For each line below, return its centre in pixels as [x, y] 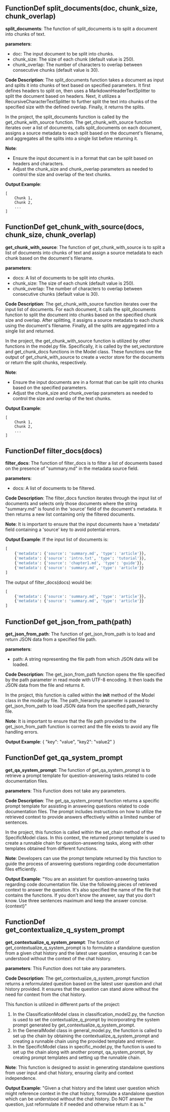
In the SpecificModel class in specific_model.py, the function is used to [87, 1046]
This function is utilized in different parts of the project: [63, 1004]
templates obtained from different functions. [52, 848]
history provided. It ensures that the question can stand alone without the [82, 989]
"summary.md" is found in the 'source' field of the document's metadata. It [84, 509]
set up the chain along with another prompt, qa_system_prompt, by [83, 1052]
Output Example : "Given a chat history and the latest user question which [82, 1088]
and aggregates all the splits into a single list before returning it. [72, 138]
